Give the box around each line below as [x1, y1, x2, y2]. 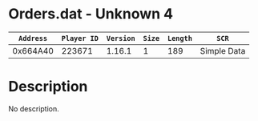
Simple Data [200, 45, 246, 56]
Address [18, 34, 48, 42]
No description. [8, 103, 60, 113]
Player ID [61, 34, 99, 42]
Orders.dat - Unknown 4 [8, 5, 174, 23]
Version [106, 34, 135, 42]
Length [167, 34, 192, 42]
